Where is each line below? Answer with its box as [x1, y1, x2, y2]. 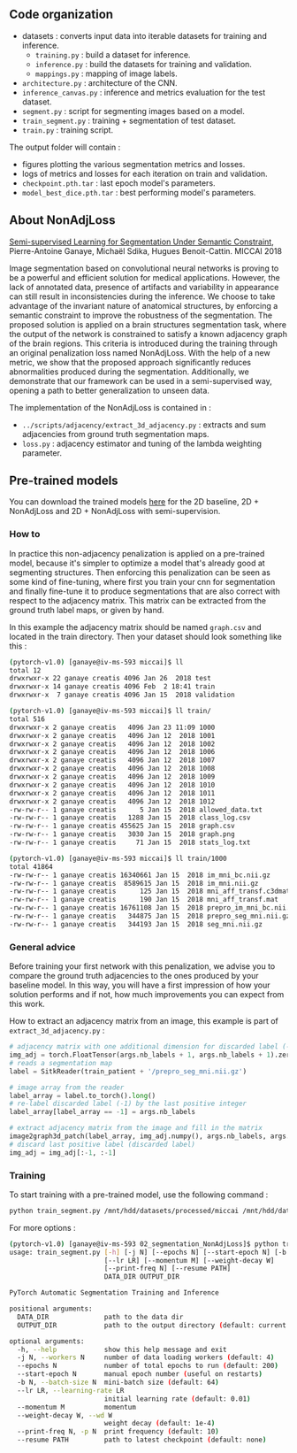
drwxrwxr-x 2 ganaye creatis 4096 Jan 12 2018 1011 [9, 788, 216, 797]
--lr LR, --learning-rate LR [17, 1386, 125, 1395]
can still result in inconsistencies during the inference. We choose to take [9, 291, 276, 302]
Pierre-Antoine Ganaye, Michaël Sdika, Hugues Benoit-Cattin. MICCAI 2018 [9, 245, 283, 256]
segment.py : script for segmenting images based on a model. [21, 105, 245, 116]
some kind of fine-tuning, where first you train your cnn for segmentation [9, 576, 276, 587]
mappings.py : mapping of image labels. [34, 68, 179, 79]
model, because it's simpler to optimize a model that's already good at [9, 557, 265, 568]
